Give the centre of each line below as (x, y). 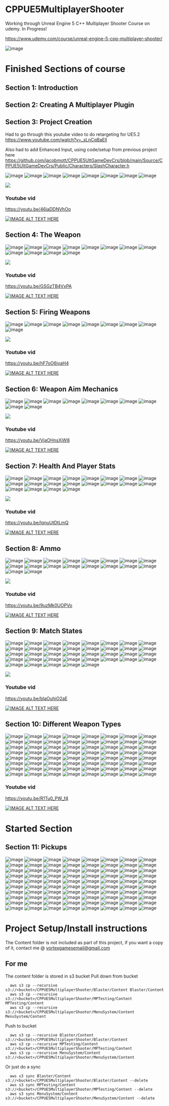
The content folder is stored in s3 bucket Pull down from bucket (72, 976)
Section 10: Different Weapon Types (63, 724)
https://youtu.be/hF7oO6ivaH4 (37, 363)
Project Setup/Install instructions (76, 928)
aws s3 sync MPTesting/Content (43, 1085)
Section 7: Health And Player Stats (60, 466)
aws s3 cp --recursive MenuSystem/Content (55, 1053)
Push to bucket (21, 1026)
